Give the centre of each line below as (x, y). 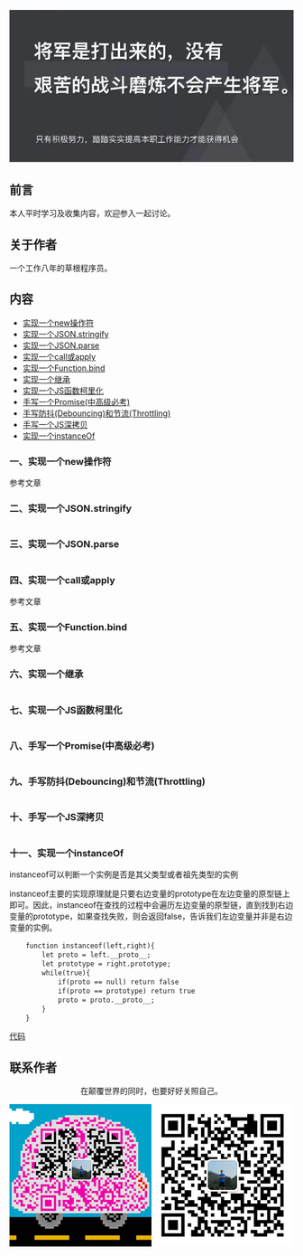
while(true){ (66, 973)
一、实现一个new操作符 (60, 461)
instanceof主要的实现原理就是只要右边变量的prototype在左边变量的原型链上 (150, 894)
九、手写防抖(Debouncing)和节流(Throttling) (107, 781)
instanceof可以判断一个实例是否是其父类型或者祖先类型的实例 (124, 874)
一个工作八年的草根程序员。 (61, 269)
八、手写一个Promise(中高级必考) (82, 745)
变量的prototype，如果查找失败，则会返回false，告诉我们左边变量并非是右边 (151, 916)
